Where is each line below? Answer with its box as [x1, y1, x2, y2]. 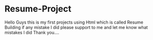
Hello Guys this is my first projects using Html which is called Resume [4, 19, 144, 25]
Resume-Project [4, 3, 72, 14]
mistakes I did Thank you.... [4, 29, 60, 35]
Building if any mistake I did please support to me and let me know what [4, 24, 148, 30]
